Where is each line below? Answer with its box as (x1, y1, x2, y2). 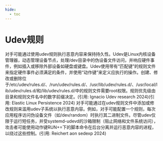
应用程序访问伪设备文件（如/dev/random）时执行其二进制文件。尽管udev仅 (5, 112, 156, 118)
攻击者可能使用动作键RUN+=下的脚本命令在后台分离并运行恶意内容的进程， (5, 124, 157, 130)
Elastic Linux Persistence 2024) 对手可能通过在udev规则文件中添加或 (11, 100, 150, 106)
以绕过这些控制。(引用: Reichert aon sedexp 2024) (5, 130, 107, 137)
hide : (5, 7, 16, 12)
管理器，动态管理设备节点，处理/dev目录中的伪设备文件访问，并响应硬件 (5, 57, 151, 63)
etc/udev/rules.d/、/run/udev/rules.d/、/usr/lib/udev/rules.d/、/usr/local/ (11, 81, 157, 88)
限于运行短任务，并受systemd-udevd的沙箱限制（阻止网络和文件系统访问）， (5, 118, 158, 124)
